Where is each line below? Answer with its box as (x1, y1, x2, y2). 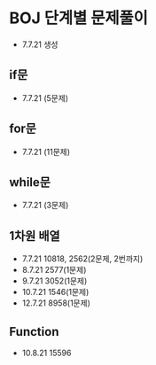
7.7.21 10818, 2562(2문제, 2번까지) (21, 253, 144, 264)
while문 (9, 175, 51, 190)
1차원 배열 (9, 228, 60, 244)
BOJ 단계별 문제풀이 (9, 8, 149, 28)
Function (9, 324, 59, 339)
